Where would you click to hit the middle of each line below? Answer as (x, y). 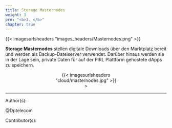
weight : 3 (16, 15)
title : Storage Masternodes (35, 10)
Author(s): (16, 101)
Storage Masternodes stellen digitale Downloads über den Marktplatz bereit (86, 49)
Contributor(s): (21, 120)
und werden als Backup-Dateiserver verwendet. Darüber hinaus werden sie (85, 54)
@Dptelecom (19, 111)
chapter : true (20, 24)
